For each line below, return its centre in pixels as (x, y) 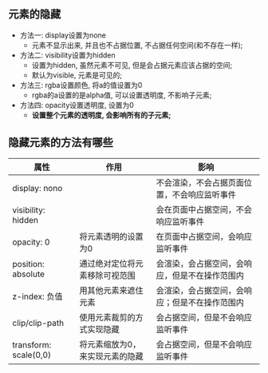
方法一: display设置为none (63, 35)
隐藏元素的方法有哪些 (61, 143)
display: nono (37, 188)
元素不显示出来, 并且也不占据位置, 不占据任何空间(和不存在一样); (137, 45)
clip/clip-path (38, 323)
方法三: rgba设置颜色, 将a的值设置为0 (81, 85)
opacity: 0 (31, 242)
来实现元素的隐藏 (111, 356)
